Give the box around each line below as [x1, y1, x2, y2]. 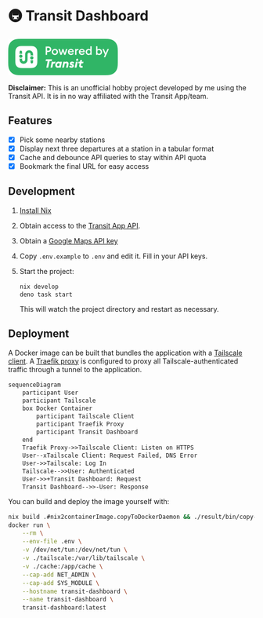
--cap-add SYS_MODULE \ [22, 579, 100, 587]
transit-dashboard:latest [22, 604, 107, 612]
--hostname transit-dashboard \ [22, 587, 128, 595]
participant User [22, 389, 79, 397]
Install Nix [19, 206, 52, 215]
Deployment [8, 327, 70, 341]
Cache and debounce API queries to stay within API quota [19, 152, 207, 162]
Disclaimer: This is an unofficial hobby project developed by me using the [8, 82, 247, 92]
